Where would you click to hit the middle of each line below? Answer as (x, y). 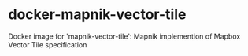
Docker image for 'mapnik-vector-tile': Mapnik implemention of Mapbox (124, 36)
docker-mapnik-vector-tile (97, 15)
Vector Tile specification (48, 44)
